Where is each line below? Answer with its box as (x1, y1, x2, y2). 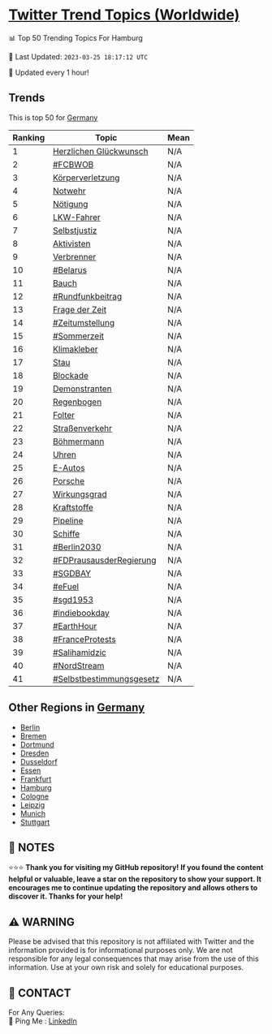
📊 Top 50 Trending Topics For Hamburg (8, 32, 144, 42)
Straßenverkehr (52, 422, 112, 433)
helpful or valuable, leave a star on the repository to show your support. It (8, 874, 262, 884)
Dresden (19, 748, 50, 758)
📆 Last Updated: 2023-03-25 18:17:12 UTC (8, 51, 149, 62)
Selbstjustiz (52, 225, 97, 236)
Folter (52, 409, 76, 420)
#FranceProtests (52, 633, 116, 644)
